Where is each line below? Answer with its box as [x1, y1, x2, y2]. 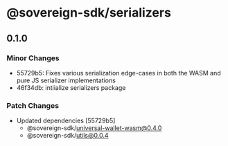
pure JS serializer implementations [16, 76, 116, 84]
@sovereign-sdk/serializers [6, 5, 171, 21]
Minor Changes [6, 53, 60, 63]
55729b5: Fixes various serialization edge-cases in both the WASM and [16, 69, 221, 77]
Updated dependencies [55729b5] [16, 116, 116, 125]
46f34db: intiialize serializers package [16, 83, 126, 91]
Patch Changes [6, 100, 60, 110]
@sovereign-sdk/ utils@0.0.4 [26, 131, 109, 140]
